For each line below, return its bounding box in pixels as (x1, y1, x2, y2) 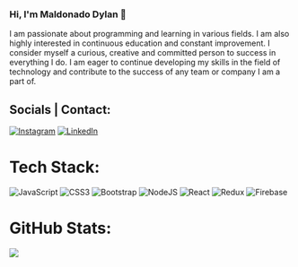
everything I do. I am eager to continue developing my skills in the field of (9, 57, 281, 68)
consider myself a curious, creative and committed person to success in (9, 47, 276, 58)
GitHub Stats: (9, 219, 112, 238)
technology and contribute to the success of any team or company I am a (9, 66, 281, 77)
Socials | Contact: (9, 102, 111, 117)
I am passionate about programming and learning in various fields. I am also (9, 29, 290, 39)
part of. (9, 76, 37, 87)
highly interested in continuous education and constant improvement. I (9, 38, 271, 48)
